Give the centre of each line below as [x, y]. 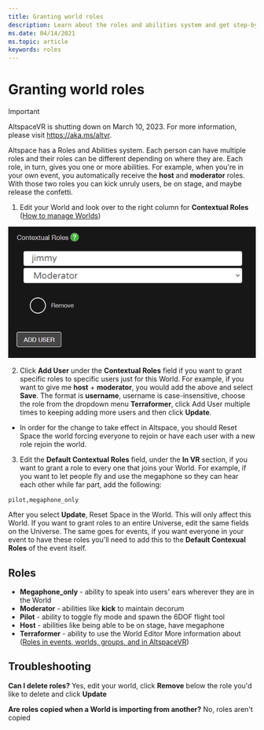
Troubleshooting [50, 667]
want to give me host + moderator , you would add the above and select [136, 387]
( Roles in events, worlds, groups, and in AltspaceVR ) [104, 642]
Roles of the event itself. [48, 548]
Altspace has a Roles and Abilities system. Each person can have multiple [127, 150]
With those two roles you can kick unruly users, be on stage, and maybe [125, 184]
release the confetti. [40, 192]
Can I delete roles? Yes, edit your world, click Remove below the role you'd [130, 685]
